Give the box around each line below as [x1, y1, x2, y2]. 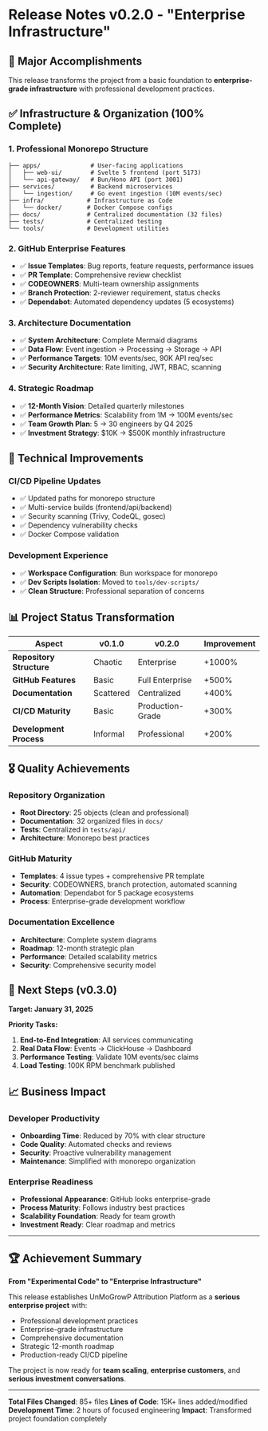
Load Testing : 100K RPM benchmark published [19, 1061, 175, 1070]
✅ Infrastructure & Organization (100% [8, 107, 205, 121]
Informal [93, 729, 125, 740]
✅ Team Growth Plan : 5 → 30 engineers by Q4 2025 [19, 419, 194, 429]
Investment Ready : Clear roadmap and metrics [19, 1220, 175, 1230]
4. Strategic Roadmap [8, 383, 94, 394]
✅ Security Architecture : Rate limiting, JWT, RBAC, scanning [19, 362, 222, 372]
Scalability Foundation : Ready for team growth [19, 1212, 175, 1221]
